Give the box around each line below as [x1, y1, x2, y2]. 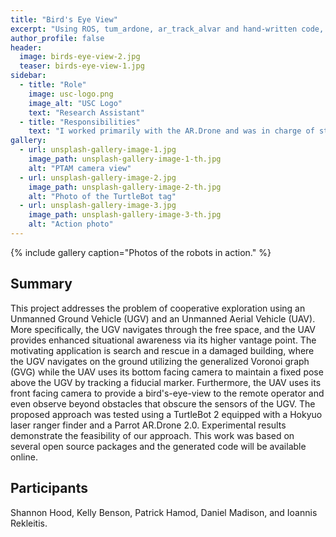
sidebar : [10, 71, 47, 81]
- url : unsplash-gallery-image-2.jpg [19, 172, 177, 183]
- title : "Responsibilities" [19, 117, 141, 127]
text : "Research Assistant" [28, 107, 145, 118]
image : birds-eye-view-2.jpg [19, 52, 141, 62]
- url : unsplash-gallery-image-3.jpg [19, 201, 177, 211]
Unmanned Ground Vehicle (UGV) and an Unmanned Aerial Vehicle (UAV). [10, 312, 316, 325]
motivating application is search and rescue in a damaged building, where [10, 344, 315, 356]
